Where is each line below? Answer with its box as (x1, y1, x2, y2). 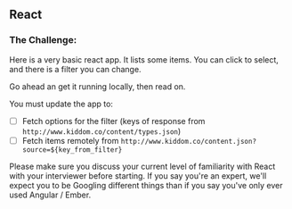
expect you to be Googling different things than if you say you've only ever (9, 180, 283, 190)
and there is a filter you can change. (9, 63, 142, 74)
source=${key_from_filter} (21, 145, 123, 155)
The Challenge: (9, 34, 77, 46)
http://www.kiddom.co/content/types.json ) (21, 125, 182, 137)
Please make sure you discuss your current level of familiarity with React (9, 161, 276, 171)
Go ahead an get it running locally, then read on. (9, 80, 186, 92)
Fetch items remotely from (21, 135, 119, 146)
